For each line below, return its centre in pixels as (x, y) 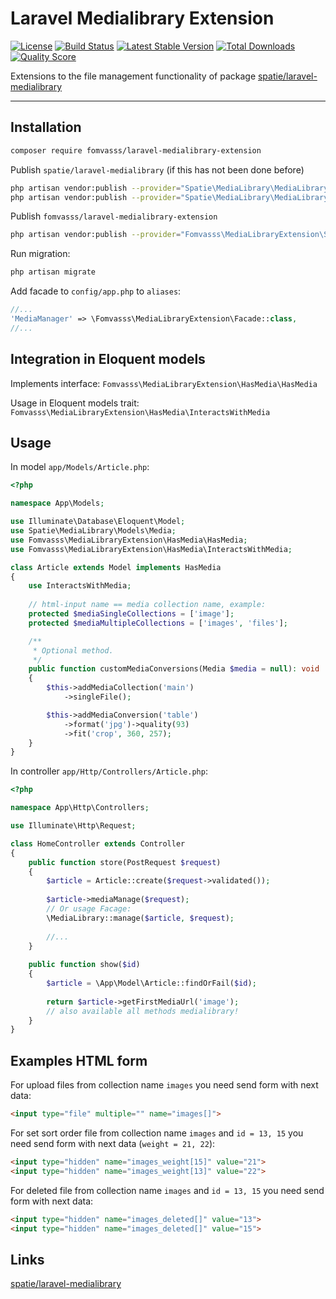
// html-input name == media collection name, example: (147, 605)
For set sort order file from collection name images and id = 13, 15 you (157, 1133)
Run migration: (40, 254)
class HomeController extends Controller (98, 843)
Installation (46, 127)
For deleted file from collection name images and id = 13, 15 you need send (167, 1190)
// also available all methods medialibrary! (143, 1011)
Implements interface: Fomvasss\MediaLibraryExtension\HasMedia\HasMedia (164, 383)
